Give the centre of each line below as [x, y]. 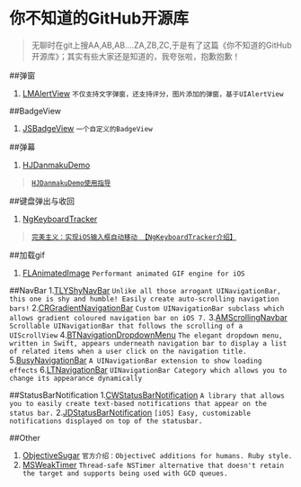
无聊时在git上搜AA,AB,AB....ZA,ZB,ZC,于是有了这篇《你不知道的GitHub [161, 45]
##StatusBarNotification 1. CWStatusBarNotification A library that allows [147, 395]
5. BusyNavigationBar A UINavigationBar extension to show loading [136, 360]
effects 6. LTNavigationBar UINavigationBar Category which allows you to [148, 369]
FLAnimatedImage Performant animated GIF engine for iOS [133, 273]
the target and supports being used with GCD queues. [125, 473]
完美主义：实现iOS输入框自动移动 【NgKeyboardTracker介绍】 [134, 237]
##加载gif [27, 255]
